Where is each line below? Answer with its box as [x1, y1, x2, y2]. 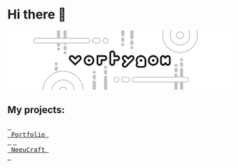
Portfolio [11, 131, 46, 139]
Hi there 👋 [7, 6, 66, 23]
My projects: [7, 103, 66, 116]
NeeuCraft [11, 146, 46, 154]
